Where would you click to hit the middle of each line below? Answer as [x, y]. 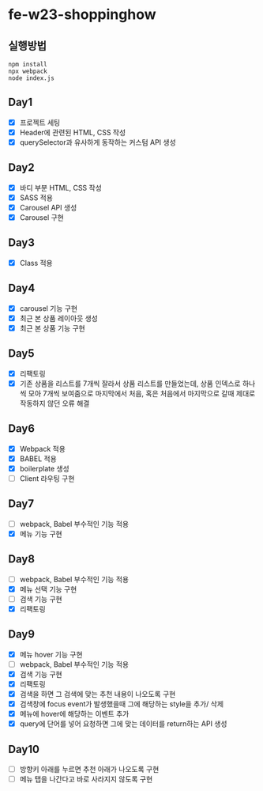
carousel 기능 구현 [48, 308]
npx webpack [28, 71]
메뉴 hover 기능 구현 [51, 654]
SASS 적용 [36, 197]
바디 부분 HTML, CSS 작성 [61, 187]
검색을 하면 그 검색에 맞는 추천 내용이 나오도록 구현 [98, 694]
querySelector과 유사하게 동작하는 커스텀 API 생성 [98, 142]
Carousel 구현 [42, 218]
